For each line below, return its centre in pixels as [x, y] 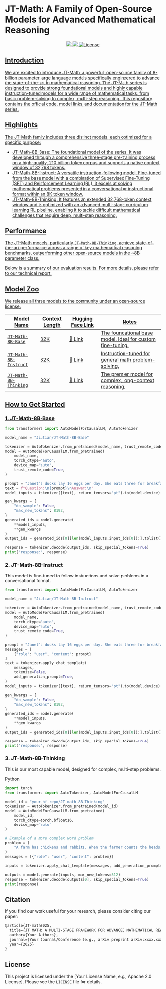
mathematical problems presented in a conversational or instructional [83, 189]
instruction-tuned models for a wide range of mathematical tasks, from [77, 93]
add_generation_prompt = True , [44, 677]
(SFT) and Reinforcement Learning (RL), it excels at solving [72, 183]
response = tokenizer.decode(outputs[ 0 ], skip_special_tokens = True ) [77, 879]
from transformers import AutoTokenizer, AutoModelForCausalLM [72, 793]
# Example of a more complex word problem [49, 838]
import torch [19, 788]
